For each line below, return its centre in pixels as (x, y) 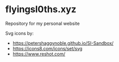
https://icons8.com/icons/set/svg (48, 48)
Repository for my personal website (42, 23)
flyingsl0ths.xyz (41, 9)
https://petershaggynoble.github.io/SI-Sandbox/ (63, 43)
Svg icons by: (20, 33)
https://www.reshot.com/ (39, 54)
